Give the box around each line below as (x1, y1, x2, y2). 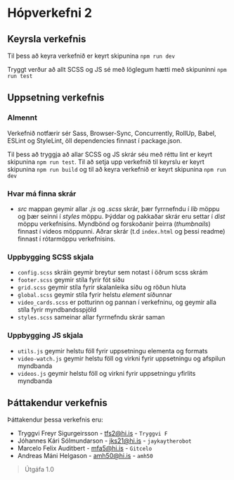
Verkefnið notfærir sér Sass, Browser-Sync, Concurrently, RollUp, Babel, (7, 129, 216, 137)
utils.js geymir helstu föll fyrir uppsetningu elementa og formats (17, 346, 208, 355)
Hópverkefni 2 (7, 5, 93, 21)
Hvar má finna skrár (7, 189, 77, 198)
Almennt (7, 113, 37, 122)
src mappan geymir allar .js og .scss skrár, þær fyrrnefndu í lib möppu (17, 204, 220, 213)
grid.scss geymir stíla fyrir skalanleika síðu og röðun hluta (17, 283, 186, 291)
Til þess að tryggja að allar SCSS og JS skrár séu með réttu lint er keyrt (7, 150, 213, 158)
